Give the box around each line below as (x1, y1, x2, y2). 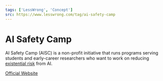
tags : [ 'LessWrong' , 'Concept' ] (5, 7, 73, 12)
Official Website (5, 70, 38, 76)
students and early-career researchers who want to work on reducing (5, 55, 149, 61)
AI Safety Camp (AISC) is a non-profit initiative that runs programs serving (5, 50, 158, 56)
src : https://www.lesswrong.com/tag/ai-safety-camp (5, 12, 115, 17)
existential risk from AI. (5, 60, 53, 66)
